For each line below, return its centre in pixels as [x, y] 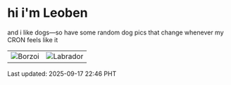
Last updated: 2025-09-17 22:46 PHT [62, 73]
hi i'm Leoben [48, 13]
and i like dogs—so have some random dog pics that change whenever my [115, 32]
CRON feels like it [33, 39]
